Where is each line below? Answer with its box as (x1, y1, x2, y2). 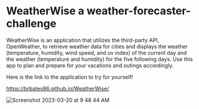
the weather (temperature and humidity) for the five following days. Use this (6, 55, 193, 63)
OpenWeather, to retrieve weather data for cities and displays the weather (6, 43, 188, 50)
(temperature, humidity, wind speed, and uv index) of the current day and (6, 49, 187, 56)
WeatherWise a (6, 4, 85, 18)
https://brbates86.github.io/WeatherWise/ (6, 85, 109, 92)
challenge (6, 17, 57, 30)
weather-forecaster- (86, 4, 191, 18)
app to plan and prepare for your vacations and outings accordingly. (6, 61, 174, 69)
